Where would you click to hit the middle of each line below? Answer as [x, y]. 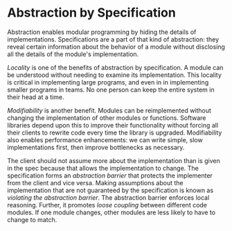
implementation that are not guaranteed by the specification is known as [110, 190]
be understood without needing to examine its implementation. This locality [114, 75]
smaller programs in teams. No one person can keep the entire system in [111, 89]
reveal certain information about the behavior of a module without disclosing [116, 46]
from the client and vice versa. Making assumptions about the [95, 182]
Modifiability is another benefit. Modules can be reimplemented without [109, 110]
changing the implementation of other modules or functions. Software [107, 118]
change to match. [32, 219]
